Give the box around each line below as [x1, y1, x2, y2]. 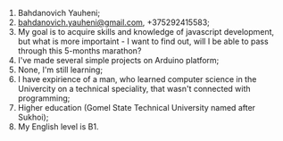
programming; [17, 93, 71, 104]
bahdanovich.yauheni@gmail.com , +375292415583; [17, 17, 210, 28]
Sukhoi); [17, 112, 49, 122]
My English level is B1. [17, 121, 99, 132]
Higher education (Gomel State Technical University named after [17, 103, 256, 112]
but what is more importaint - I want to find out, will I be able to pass [17, 36, 270, 46]
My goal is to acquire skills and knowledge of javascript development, [17, 27, 275, 37]
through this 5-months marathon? [17, 46, 142, 56]
